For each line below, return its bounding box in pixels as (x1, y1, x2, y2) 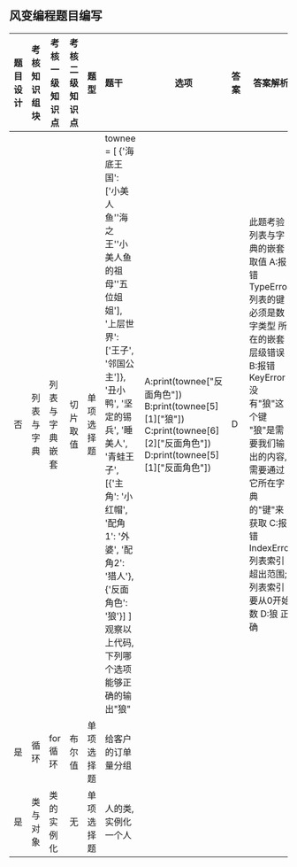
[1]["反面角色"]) (144, 461, 212, 474)
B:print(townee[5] (144, 399, 219, 412)
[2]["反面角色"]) (144, 437, 212, 449)
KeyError (248, 371, 286, 383)
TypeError (248, 280, 291, 292)
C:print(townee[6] (144, 424, 219, 437)
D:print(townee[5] (144, 448, 219, 461)
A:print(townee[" (144, 375, 215, 387)
